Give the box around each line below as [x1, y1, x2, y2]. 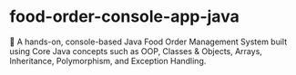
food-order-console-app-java [9, 6, 240, 27]
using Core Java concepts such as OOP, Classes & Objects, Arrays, [9, 45, 262, 56]
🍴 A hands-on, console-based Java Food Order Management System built [9, 36, 288, 47]
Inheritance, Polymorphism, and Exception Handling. [9, 55, 207, 66]
